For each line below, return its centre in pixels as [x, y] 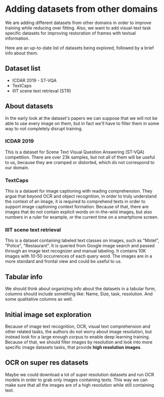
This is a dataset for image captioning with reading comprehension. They [79, 191]
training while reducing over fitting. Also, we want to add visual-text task [78, 28]
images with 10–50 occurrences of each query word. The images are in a [79, 256]
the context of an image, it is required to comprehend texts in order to [75, 201]
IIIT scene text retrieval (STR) [42, 91]
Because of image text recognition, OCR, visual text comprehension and [78, 326]
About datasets [29, 106]
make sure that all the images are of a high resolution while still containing [80, 385]
